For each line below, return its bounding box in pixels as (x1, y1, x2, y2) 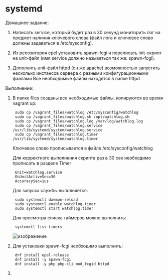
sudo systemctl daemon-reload (15, 197, 78, 202)
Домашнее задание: (5, 20, 49, 26)
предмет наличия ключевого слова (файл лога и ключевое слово (12, 35, 153, 41)
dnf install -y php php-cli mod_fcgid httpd (15, 261, 109, 266)
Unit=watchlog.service (15, 170, 63, 175)
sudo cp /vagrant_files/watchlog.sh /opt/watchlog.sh (15, 114, 130, 119)
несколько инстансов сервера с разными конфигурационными (12, 70, 149, 76)
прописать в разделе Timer (12, 160, 72, 166)
